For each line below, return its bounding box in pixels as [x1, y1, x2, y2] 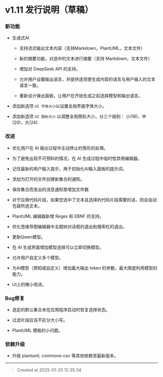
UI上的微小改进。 [12, 281, 47, 287]
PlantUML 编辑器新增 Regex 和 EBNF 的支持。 [12, 213, 104, 219]
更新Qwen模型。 [12, 234, 46, 240]
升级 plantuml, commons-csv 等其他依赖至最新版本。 [12, 353, 118, 358]
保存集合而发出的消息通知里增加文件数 [12, 186, 89, 192]
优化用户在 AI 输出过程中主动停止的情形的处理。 [12, 145, 108, 151]
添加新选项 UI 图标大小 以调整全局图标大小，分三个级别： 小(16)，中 [12, 113, 147, 119]
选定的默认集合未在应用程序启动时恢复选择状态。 [12, 307, 110, 313]
